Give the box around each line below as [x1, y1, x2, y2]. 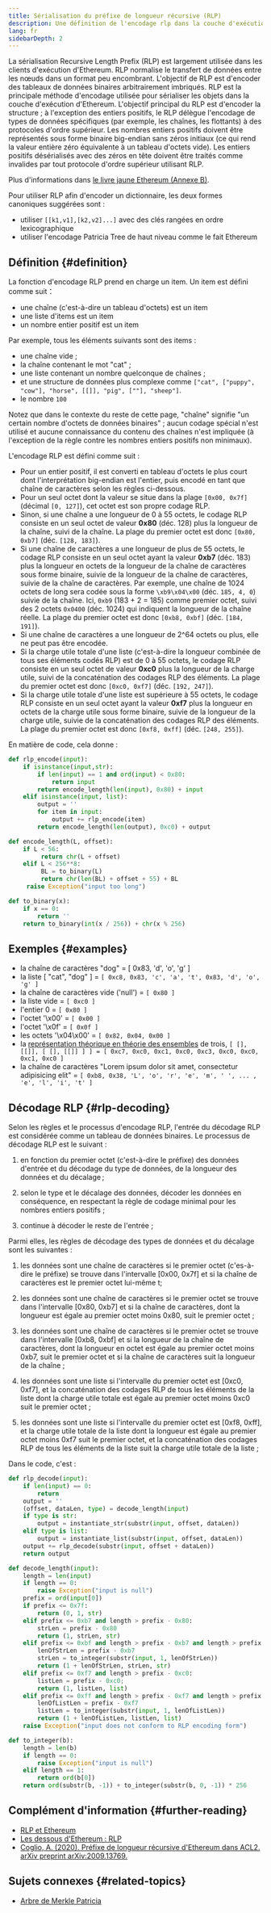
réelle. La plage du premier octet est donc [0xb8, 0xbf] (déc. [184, [19, 613, 244, 623]
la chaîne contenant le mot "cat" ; [19, 360, 131, 370]
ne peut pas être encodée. [19, 639, 109, 648]
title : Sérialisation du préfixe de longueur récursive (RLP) [8, 11, 222, 20]
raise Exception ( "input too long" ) [26, 883, 147, 891]
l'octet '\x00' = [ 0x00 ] [19, 1013, 101, 1023]
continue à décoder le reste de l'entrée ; [19, 1221, 154, 1231]
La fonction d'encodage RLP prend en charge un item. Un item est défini [8, 277, 248, 287]
